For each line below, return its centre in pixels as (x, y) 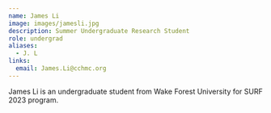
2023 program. (34, 100)
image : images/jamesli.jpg (54, 23)
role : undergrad (36, 38)
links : (19, 61)
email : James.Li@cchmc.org (61, 69)
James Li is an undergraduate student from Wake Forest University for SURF (135, 91)
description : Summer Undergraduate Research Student (99, 31)
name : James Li (34, 16)
